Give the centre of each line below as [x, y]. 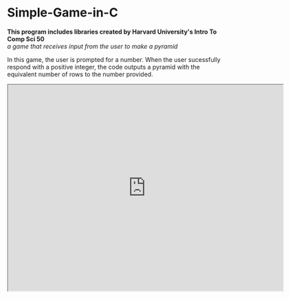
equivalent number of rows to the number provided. [80, 74]
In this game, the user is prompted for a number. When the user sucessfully [114, 59]
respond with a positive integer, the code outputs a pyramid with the [104, 67]
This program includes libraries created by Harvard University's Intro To [112, 32]
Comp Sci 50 [26, 38]
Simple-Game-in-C [63, 13]
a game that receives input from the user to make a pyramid [92, 46]
